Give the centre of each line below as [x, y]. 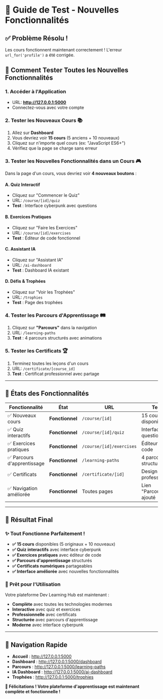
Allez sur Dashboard [33, 133]
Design [149, 471]
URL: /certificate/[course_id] [43, 368]
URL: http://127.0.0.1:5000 [39, 102]
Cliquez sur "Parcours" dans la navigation [54, 328]
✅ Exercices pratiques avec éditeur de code [57, 555]
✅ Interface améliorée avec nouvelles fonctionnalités [65, 571]
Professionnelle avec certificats [44, 614]
